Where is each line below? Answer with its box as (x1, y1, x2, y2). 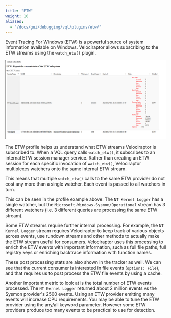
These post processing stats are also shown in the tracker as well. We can (5, 259, 161, 266)
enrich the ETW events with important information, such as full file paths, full (5, 244, 166, 250)
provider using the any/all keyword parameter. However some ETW (5, 302, 146, 308)
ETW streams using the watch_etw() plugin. (5, 50, 96, 56)
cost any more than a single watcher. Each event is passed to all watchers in (5, 181, 166, 187)
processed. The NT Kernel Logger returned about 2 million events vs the (5, 285, 157, 291)
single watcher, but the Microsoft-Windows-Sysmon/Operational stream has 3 (5, 202, 166, 208)
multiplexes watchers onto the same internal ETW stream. (5, 166, 127, 172)
